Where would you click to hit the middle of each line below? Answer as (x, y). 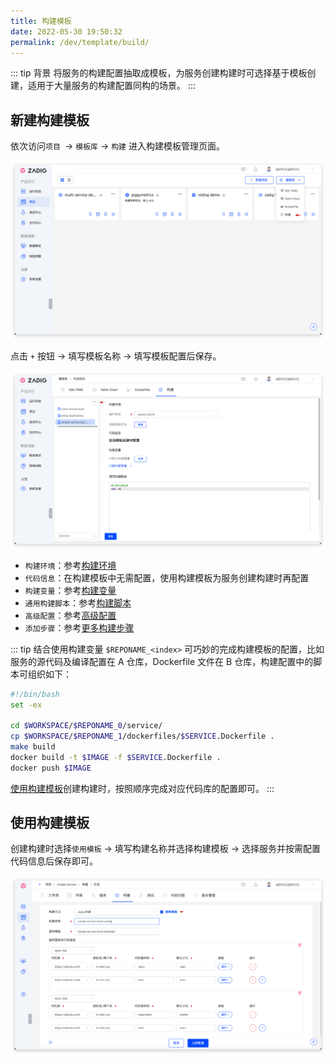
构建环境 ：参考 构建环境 (70, 565)
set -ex (26, 705)
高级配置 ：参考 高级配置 (70, 615)
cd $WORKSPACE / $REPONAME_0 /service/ (86, 726)
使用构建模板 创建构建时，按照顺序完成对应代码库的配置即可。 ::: (142, 788)
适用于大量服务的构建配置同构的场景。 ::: (112, 86)
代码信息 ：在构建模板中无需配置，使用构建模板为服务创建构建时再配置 (167, 577)
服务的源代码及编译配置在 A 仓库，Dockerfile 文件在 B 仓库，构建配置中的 (162, 661)
